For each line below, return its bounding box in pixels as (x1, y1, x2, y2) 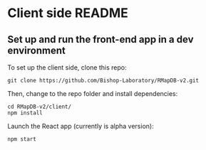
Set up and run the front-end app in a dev (7, 33, 194, 45)
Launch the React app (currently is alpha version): (7, 122, 155, 130)
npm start (7, 136, 37, 143)
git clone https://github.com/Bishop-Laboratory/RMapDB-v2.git (7, 77, 200, 84)
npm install (7, 109, 43, 117)
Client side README (7, 5, 128, 21)
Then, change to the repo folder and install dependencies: (7, 90, 178, 97)
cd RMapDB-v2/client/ (7, 103, 72, 110)
